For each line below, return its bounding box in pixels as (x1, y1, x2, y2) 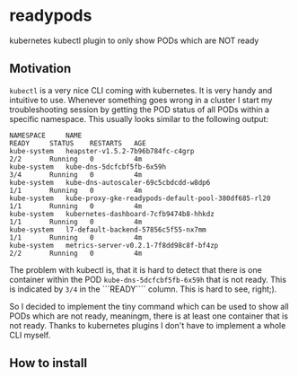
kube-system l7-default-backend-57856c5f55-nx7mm (9, 225, 206, 234)
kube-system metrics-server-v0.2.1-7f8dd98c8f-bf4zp (9, 241, 219, 250)
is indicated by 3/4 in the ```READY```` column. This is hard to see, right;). (9, 284, 277, 294)
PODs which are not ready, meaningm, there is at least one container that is (9, 311, 289, 321)
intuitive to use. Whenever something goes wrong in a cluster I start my (9, 94, 273, 105)
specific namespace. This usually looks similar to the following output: (9, 113, 269, 124)
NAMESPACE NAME (9, 131, 83, 140)
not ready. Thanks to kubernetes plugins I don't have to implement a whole (9, 320, 286, 330)
